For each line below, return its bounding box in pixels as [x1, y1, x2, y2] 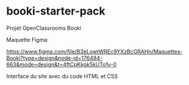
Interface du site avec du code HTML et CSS [6, 72, 119, 80]
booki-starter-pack [6, 4, 106, 18]
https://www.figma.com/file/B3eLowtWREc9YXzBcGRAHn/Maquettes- [6, 47, 183, 55]
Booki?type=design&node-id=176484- [6, 54, 103, 61]
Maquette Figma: [6, 36, 49, 43]
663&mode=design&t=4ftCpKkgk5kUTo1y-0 [6, 61, 117, 68]
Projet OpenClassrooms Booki [6, 24, 81, 32]
